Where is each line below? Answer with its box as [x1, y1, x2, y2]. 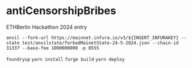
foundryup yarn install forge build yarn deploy [6, 56, 125, 62]
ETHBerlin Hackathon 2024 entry [6, 23, 87, 30]
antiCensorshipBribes [6, 4, 117, 18]
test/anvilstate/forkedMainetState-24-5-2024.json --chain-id [21, 40, 179, 46]
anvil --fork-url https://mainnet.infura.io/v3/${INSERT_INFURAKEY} [6, 35, 179, 40]
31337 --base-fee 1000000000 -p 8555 [6, 45, 100, 51]
